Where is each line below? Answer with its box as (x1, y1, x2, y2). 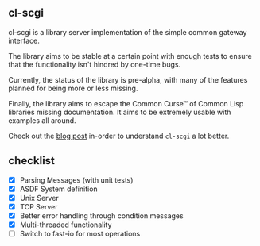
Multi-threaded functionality (19, 220, 112, 229)
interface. (8, 36, 40, 45)
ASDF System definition (19, 184, 98, 194)
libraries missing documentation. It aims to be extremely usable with (8, 107, 231, 117)
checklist (8, 154, 56, 167)
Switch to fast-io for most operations (19, 229, 141, 238)
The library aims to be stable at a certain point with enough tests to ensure (8, 51, 252, 60)
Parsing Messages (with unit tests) (19, 175, 134, 185)
